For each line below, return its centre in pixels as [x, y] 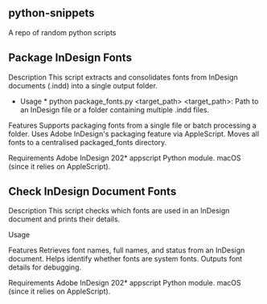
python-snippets [51, 13]
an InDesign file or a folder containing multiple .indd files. [115, 109]
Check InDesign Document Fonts [92, 192]
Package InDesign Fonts [70, 58]
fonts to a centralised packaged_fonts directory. [88, 142]
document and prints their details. [64, 219]
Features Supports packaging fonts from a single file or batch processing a [133, 125]
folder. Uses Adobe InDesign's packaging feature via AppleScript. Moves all [134, 134]
